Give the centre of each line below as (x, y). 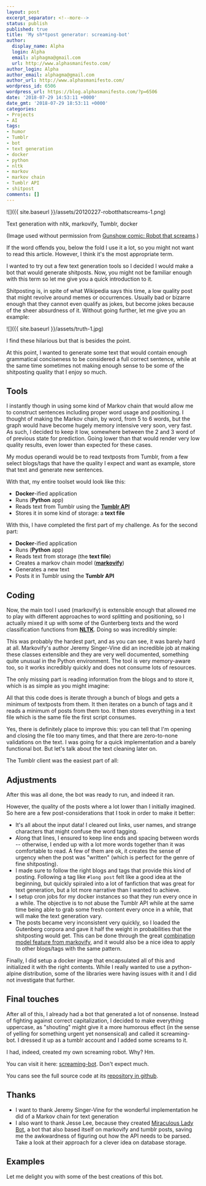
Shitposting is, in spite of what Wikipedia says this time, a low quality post (99, 291)
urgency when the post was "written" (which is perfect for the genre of (105, 857)
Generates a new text (42, 569)
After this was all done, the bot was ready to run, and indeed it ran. (90, 795)
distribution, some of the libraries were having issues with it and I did (110, 974)
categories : (21, 109)
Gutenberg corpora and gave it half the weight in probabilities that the (103, 929)
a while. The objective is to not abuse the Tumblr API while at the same (105, 903)
